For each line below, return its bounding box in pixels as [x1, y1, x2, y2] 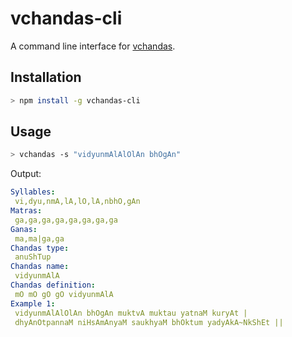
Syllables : [10, 187, 56, 197]
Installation [10, 69, 82, 86]
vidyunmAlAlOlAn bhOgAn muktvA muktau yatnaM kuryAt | [14, 308, 248, 318]
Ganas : [10, 224, 38, 234]
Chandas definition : [10, 280, 97, 291]
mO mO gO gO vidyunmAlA [14, 289, 114, 299]
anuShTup [14, 252, 52, 262]
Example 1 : [10, 298, 56, 309]
